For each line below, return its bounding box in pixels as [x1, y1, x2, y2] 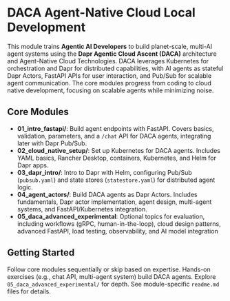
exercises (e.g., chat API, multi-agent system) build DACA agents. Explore [7, 272, 216, 280]
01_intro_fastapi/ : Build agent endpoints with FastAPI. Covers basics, [17, 124, 215, 132]
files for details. [7, 287, 52, 295]
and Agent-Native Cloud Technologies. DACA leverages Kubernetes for [7, 56, 209, 65]
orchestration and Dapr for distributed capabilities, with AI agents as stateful [7, 64, 224, 72]
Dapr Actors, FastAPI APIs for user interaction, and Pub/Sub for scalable [7, 71, 212, 80]
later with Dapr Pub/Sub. [17, 139, 87, 147]
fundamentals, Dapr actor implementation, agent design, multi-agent [17, 198, 212, 206]
